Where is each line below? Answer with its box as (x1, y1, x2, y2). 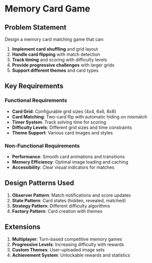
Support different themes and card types (12, 67, 99, 73)
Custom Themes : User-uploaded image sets (12, 246, 105, 252)
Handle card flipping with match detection (12, 51, 100, 57)
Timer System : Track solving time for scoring (12, 119, 106, 125)
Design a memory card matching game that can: (5, 36, 104, 42)
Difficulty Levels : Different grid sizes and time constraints (12, 124, 132, 130)
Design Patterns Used (5, 179, 74, 187)
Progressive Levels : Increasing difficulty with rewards (12, 241, 124, 247)
